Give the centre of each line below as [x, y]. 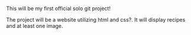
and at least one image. [35, 26]
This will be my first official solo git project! [59, 8]
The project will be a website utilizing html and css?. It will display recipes [96, 20]
